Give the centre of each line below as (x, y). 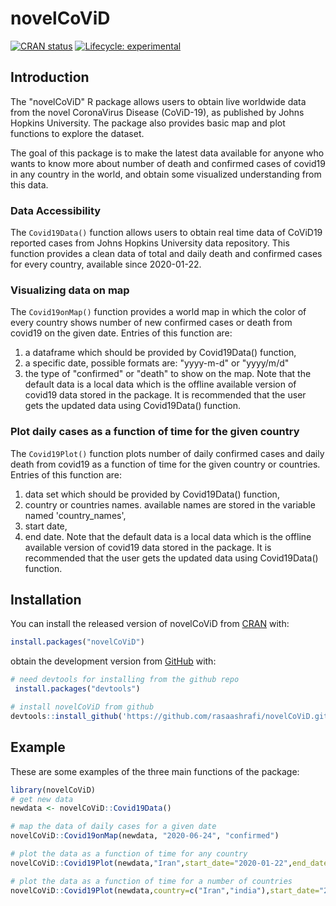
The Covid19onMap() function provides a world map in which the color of (158, 312)
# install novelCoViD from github (82, 707)
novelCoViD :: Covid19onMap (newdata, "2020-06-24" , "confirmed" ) (145, 836)
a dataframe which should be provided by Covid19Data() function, (160, 353)
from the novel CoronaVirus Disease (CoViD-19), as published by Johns (157, 112)
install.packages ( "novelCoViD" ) (77, 642)
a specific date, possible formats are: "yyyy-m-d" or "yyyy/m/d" (157, 363)
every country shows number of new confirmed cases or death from (151, 323)
